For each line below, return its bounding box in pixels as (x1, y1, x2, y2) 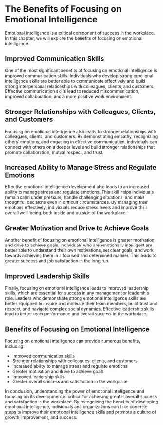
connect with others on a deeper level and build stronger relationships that (5, 144, 155, 150)
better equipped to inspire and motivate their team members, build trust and (5, 301, 158, 306)
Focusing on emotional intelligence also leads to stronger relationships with (5, 128, 157, 134)
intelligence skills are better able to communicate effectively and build (5, 78, 145, 84)
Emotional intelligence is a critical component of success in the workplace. (5, 30, 155, 36)
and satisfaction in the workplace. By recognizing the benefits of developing (5, 399, 159, 404)
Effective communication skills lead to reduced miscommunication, (5, 88, 140, 94)
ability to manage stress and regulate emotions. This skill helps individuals (5, 189, 154, 195)
